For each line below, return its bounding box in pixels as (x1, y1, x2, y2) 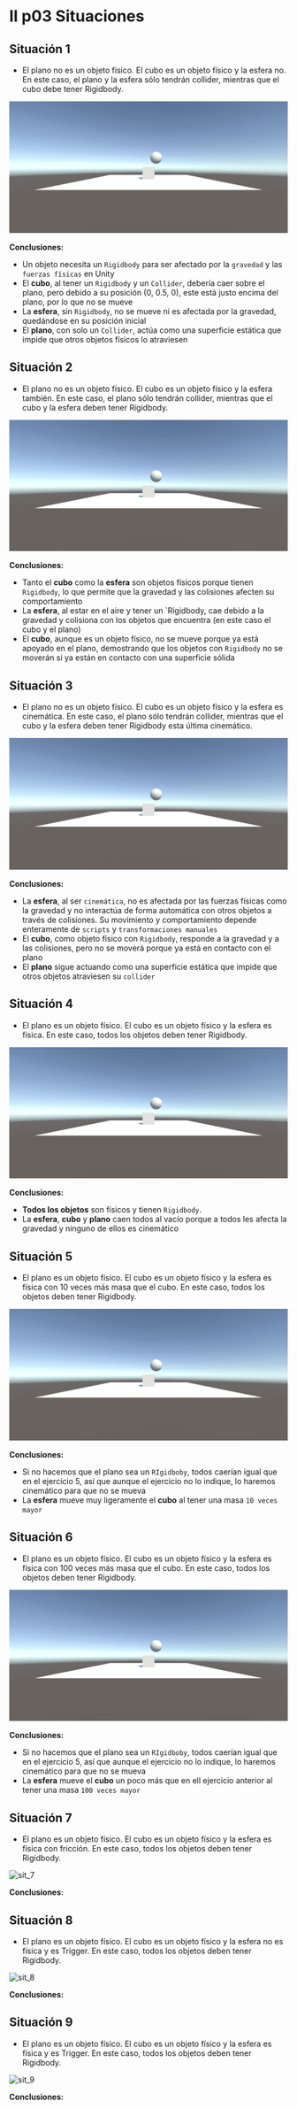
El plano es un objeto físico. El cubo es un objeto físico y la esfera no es (21, 1936, 284, 1946)
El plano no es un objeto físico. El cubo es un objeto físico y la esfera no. (21, 65, 286, 75)
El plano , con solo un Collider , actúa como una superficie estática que (21, 325, 282, 335)
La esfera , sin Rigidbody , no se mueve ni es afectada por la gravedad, (21, 305, 277, 316)
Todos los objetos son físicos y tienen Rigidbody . (21, 1205, 202, 1215)
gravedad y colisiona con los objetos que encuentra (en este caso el (21, 615, 271, 626)
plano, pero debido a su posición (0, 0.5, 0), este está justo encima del (21, 287, 278, 297)
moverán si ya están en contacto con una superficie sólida (21, 652, 236, 663)
